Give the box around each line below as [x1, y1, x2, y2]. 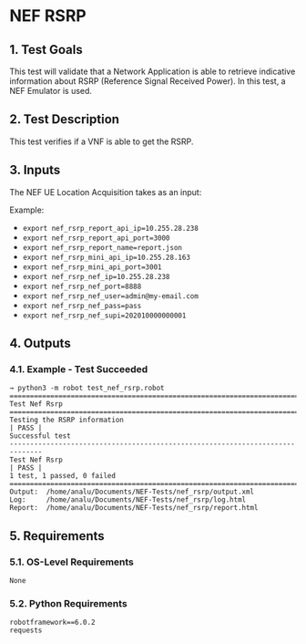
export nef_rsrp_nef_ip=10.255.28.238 [22, 272, 170, 281]
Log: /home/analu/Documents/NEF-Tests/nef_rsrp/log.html [9, 495, 247, 504]
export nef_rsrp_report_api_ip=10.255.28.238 [22, 223, 199, 233]
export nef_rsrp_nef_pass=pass [22, 301, 142, 310]
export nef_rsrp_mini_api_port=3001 [22, 262, 162, 272]
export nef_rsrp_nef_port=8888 [22, 282, 142, 291]
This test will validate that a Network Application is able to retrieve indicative [9, 66, 296, 77]
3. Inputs [9, 162, 61, 178]
